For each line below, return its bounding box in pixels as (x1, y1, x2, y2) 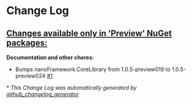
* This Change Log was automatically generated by (6, 84, 137, 91)
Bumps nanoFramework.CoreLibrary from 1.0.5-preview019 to (15, 65, 171, 73)
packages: (6, 37, 48, 48)
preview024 (15, 72, 46, 80)
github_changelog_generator (6, 91, 79, 98)
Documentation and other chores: (6, 54, 94, 61)
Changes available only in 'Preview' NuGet (6, 28, 172, 39)
